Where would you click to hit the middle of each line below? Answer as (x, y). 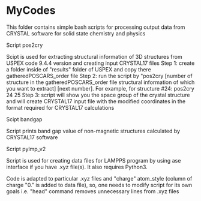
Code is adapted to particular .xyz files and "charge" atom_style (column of (99, 178)
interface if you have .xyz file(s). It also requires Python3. (77, 167)
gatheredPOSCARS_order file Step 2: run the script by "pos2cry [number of (100, 76)
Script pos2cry (25, 45)
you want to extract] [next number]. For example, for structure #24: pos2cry (100, 88)
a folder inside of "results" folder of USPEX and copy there (79, 69)
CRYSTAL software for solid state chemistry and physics (76, 33)
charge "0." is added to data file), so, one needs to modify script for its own (99, 185)
